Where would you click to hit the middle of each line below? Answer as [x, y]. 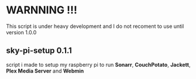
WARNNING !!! [42, 10]
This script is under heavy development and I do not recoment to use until [95, 26]
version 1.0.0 [21, 32]
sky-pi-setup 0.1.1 [39, 51]
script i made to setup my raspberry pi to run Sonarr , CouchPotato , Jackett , [99, 64]
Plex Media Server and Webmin [45, 71]
